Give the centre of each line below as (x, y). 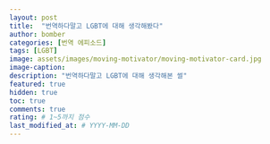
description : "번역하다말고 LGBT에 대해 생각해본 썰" (98, 76)
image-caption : (38, 68)
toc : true (28, 101)
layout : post (34, 17)
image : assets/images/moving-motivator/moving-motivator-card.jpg (135, 59)
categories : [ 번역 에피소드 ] (58, 42)
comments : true (38, 109)
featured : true (38, 84)
